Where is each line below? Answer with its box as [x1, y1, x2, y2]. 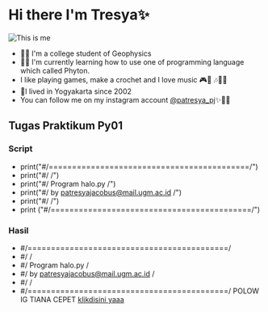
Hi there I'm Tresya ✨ [8, 6, 150, 24]
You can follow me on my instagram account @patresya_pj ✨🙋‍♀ [19, 95, 231, 104]
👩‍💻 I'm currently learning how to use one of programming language [19, 57, 245, 66]
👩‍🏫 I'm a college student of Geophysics [19, 48, 152, 58]
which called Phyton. [19, 65, 90, 75]
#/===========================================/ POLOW [19, 285, 260, 296]
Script [8, 143, 33, 154]
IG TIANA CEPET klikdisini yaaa [19, 294, 125, 304]
